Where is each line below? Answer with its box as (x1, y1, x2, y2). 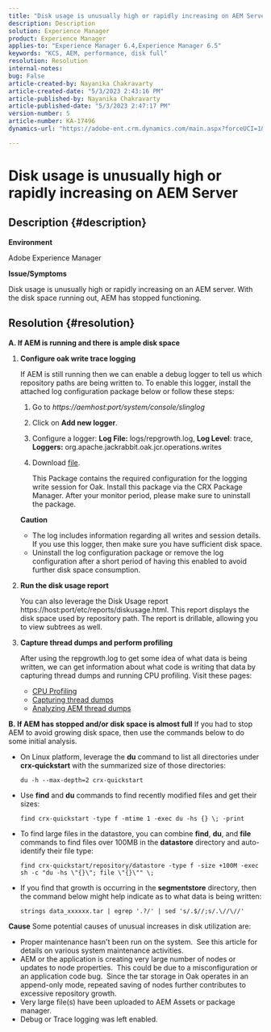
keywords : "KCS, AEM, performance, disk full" (8, 49, 168, 57)
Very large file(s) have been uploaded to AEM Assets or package (19, 996, 236, 1007)
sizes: (19, 798, 40, 809)
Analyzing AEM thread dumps (31, 703, 131, 713)
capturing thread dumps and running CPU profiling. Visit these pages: (19, 670, 252, 680)
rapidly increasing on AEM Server (8, 184, 239, 202)
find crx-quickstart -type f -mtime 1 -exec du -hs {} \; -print (19, 814, 244, 823)
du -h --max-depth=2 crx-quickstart (19, 776, 144, 785)
